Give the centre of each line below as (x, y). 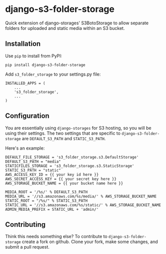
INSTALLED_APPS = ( (25, 83)
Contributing (25, 224)
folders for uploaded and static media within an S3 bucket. (65, 28)
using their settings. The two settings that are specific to (63, 133)
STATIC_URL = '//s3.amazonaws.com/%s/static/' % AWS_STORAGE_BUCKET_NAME (83, 205)
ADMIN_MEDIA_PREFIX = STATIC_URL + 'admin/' (52, 209)
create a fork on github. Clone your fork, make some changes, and (90, 242)
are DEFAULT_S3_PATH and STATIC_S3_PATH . (64, 138)
